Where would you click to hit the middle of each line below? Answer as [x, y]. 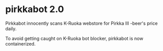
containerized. [21, 43]
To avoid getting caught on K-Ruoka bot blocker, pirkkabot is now [74, 38]
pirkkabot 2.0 [35, 9]
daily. [11, 28]
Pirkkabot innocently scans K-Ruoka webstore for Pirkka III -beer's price [81, 23]
